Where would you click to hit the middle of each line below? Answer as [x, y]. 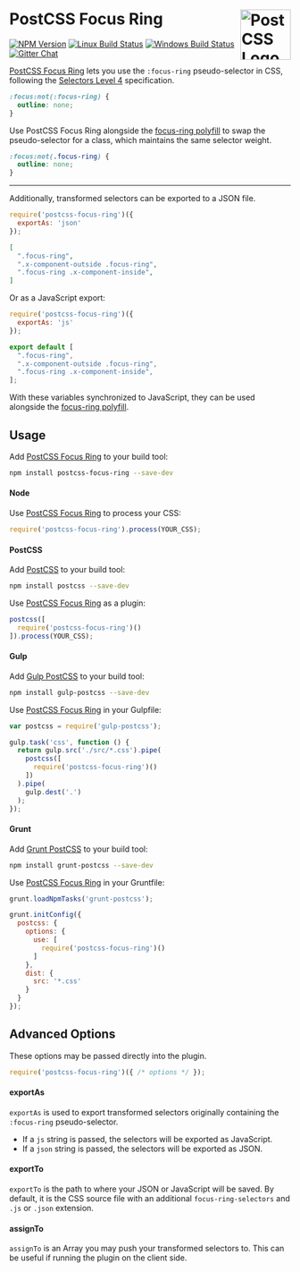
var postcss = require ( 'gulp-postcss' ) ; [86, 726]
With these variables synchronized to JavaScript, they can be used [133, 397]
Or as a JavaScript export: [57, 298]
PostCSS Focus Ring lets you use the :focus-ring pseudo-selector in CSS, [146, 71]
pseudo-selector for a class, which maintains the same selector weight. [141, 140]
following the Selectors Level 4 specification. [92, 80]
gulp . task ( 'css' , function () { [69, 742]
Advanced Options [62, 1035]
